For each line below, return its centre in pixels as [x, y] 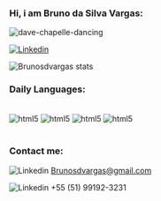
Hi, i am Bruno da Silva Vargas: [76, 13]
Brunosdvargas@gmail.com [101, 170]
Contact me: [36, 151]
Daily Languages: [47, 89]
